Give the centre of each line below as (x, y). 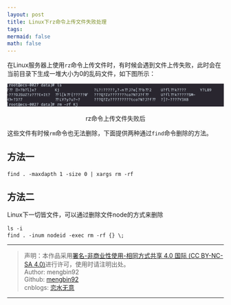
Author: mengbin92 (51, 272)
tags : (15, 29)
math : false (24, 44)
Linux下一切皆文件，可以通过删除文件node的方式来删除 (85, 215)
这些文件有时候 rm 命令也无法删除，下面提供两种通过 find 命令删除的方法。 (110, 133)
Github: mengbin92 (51, 279)
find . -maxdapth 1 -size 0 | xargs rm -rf (70, 174)
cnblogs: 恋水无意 (49, 288)
